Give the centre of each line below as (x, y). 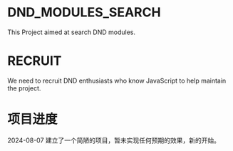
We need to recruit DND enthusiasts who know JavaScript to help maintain (117, 80)
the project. (24, 88)
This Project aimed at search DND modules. (72, 32)
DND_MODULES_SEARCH (84, 12)
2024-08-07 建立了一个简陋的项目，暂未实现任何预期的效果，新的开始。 (114, 140)
